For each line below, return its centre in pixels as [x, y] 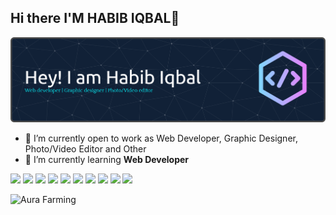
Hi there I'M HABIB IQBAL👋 [95, 18]
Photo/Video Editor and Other [85, 149]
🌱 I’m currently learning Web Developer [107, 160]
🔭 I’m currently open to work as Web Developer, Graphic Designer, [161, 138]
